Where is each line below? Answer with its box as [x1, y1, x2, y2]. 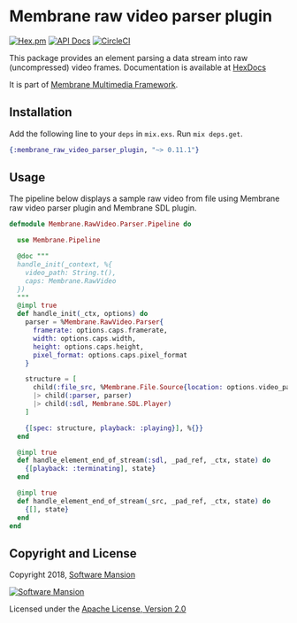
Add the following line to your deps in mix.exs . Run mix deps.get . [9, 128, 243, 139]
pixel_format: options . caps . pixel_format [32, 350, 188, 359]
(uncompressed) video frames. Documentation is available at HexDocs [9, 62, 267, 73]
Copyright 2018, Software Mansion [9, 569, 135, 581]
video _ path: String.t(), [25, 268, 117, 277]
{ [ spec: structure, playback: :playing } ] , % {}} [25, 423, 203, 433]
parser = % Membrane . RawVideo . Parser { [25, 318, 164, 327]
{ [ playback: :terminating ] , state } [25, 465, 156, 473]
